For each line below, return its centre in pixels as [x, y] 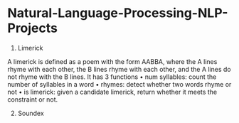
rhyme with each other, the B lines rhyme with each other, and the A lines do [119, 69]
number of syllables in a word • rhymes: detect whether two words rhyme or [119, 84]
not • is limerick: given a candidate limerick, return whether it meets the [112, 92]
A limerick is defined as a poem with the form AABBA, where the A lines [112, 61]
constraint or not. [33, 99]
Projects [33, 28]
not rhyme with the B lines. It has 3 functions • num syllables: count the [112, 77]
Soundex [31, 113]
